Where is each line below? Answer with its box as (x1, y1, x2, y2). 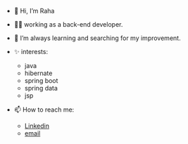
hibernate (24, 69, 53, 77)
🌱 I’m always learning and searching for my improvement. (13, 34, 181, 42)
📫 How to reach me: (13, 105, 75, 114)
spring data (24, 84, 58, 92)
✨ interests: (13, 48, 48, 55)
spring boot (24, 77, 58, 84)
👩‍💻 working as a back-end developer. (13, 20, 123, 28)
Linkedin (24, 122, 49, 130)
